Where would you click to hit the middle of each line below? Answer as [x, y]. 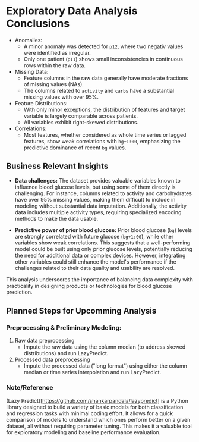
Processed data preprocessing [52, 360]
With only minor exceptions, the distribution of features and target [104, 109]
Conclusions [38, 23]
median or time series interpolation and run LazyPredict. [92, 372]
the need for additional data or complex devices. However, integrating [100, 255]
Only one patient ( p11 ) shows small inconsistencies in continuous [103, 59]
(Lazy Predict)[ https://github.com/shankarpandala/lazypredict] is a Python [97, 400]
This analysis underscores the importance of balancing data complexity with [99, 279]
